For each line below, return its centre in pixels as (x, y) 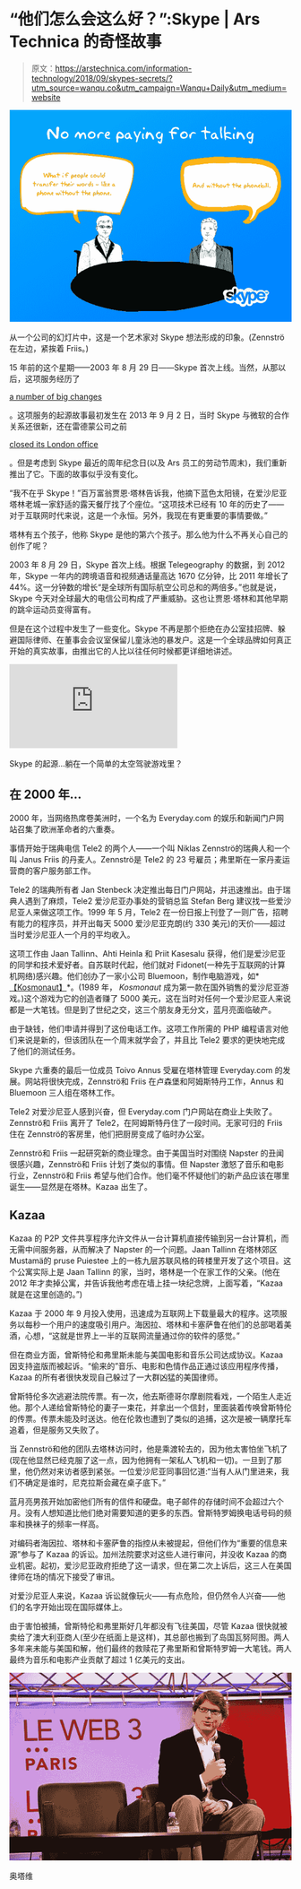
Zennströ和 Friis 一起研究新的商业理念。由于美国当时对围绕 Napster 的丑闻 (147, 1153)
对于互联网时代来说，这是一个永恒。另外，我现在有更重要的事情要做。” (139, 515)
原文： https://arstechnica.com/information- (112, 68)
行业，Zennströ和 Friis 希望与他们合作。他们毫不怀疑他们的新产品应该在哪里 (150, 1175)
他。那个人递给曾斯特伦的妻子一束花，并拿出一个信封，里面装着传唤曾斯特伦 (150, 1407)
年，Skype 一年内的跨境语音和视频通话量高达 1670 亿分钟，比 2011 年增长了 (149, 576)
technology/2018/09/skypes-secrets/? (102, 78)
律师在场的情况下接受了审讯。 (64, 1576)
